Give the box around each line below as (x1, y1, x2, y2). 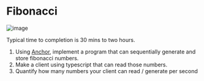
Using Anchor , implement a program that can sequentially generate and (15, 48, 196, 55)
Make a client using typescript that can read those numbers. (15, 61, 168, 68)
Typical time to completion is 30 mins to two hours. (6, 36, 135, 43)
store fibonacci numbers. (15, 54, 79, 62)
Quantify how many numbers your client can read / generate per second (15, 67, 198, 74)
